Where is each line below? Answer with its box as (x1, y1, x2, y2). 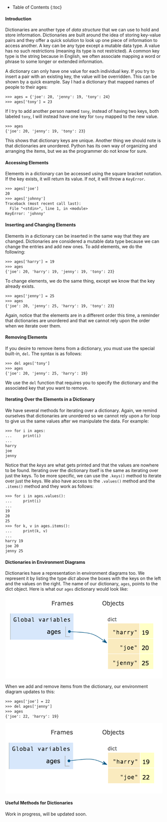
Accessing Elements (5, 159, 49, 165)
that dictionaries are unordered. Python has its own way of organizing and (5, 143, 157, 149)
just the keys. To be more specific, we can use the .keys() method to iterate (5, 473, 162, 479)
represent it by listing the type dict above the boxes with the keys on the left (5, 575, 161, 581)
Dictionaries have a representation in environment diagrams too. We (5, 570, 145, 576)
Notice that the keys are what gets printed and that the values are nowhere (5, 462, 159, 468)
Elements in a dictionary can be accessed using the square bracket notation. (5, 171, 163, 177)
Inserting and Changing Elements (5, 222, 76, 228)
